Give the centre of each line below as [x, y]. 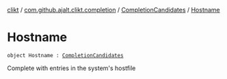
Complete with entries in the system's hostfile [71, 68]
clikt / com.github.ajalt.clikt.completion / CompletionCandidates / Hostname [113, 10]
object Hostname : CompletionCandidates [66, 55]
